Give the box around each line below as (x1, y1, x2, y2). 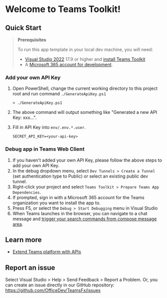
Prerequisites (17, 37, 47, 43)
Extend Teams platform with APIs (12, 249, 81, 255)
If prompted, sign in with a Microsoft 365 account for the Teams (12, 194, 144, 200)
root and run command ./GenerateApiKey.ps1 (12, 91, 106, 97)
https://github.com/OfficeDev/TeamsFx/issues (5, 287, 101, 293)
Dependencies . (12, 189, 41, 195)
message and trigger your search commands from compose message (12, 216, 157, 222)
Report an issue (5, 263, 55, 272)
